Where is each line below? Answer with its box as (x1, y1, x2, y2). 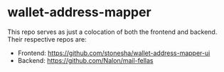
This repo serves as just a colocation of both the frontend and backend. (7, 28, 218, 36)
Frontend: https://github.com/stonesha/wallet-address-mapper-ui (17, 49, 210, 57)
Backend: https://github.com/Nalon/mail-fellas (17, 56, 154, 64)
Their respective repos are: (7, 35, 87, 43)
